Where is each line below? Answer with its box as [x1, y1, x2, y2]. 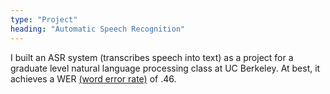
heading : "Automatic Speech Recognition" [10, 24, 186, 34]
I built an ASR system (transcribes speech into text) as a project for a [10, 51, 294, 63]
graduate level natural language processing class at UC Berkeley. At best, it [10, 62, 321, 74]
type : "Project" [10, 14, 78, 25]
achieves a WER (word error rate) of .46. [10, 72, 177, 85]
